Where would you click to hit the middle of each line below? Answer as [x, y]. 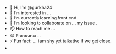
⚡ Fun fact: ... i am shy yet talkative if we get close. [61, 41]
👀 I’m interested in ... [30, 13]
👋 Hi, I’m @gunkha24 [31, 8]
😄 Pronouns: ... [25, 36]
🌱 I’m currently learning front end [43, 18]
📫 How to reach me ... [32, 28]
